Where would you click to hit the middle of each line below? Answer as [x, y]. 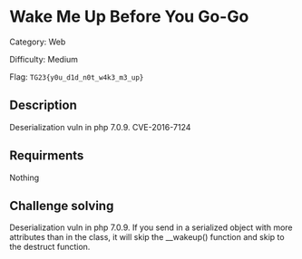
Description [43, 106]
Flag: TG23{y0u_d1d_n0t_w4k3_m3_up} [77, 77]
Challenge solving [62, 206]
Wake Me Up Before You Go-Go [129, 17]
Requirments [47, 156]
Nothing [24, 177]
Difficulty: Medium [44, 59]
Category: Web [38, 42]
